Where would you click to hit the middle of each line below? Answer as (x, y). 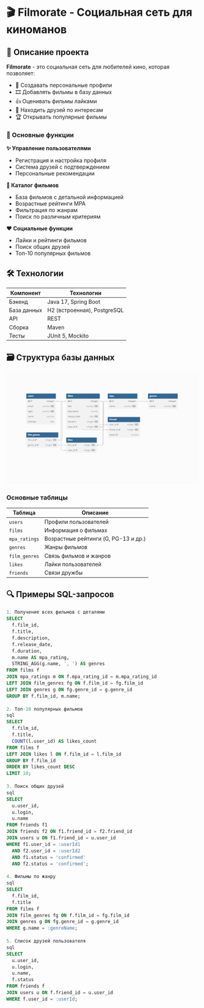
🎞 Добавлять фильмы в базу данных (64, 92)
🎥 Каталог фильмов (33, 185)
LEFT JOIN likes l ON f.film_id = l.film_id (64, 754)
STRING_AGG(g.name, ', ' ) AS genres (58, 664)
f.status (23, 980)
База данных (26, 311)
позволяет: (21, 73)
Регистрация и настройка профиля (61, 161)
